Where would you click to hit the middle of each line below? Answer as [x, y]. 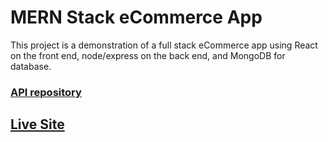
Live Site [37, 124]
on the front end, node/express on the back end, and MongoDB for [148, 55]
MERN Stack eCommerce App [136, 17]
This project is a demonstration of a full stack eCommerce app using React [164, 45]
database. [31, 66]
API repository [46, 92]
